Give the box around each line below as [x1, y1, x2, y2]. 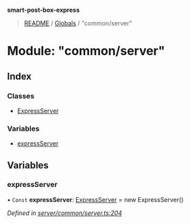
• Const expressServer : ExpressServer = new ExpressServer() [7, 195, 184, 203]
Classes [7, 91, 35, 100]
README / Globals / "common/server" [23, 19, 132, 27]
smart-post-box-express [7, 6, 80, 14]
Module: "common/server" [7, 43, 165, 59]
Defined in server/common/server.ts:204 [7, 209, 122, 217]
